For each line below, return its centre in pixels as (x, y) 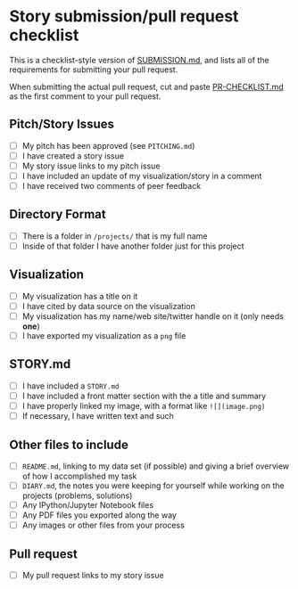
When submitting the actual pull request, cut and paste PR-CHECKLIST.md (146, 86)
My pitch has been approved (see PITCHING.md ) (108, 145)
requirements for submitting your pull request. (94, 70)
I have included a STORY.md (70, 386)
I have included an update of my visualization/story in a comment (142, 176)
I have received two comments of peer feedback (112, 186)
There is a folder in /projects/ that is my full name (115, 236)
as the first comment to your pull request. (85, 96)
